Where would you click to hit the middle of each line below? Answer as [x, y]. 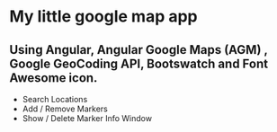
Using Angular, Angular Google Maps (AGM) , [138, 50]
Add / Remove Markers [65, 109]
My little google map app [103, 17]
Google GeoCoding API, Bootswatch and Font [138, 63]
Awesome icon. [54, 78]
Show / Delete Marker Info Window [87, 118]
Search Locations [55, 99]
